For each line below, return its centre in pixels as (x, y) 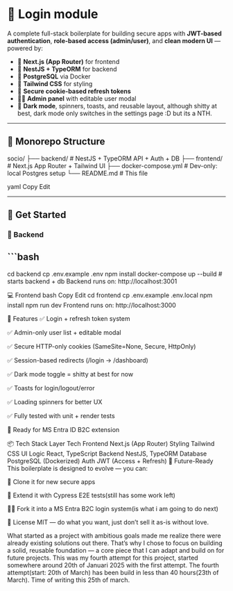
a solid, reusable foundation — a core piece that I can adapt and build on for (116, 550)
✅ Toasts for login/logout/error (51, 388)
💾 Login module (53, 14)
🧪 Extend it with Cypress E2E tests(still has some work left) (91, 495)
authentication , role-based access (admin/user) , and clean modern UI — (114, 40)
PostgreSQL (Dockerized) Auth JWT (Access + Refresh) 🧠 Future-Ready (110, 460)
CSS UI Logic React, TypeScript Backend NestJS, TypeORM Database (107, 453)
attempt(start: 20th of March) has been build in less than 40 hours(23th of (113, 572)
